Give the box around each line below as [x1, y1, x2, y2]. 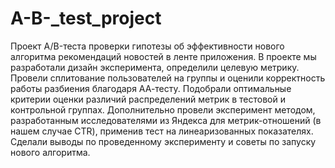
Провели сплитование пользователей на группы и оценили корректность [10, 72, 326, 84]
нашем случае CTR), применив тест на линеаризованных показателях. [10, 125, 314, 137]
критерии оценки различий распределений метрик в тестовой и [10, 93, 286, 105]
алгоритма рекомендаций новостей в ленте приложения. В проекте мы [10, 50, 317, 62]
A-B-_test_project [10, 7, 162, 30]
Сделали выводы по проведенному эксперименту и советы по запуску [10, 135, 317, 147]
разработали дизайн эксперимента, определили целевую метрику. [10, 61, 300, 73]
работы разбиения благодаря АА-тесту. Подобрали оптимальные [10, 82, 292, 94]
